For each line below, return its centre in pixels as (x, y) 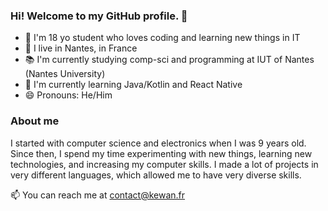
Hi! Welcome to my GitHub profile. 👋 (99, 16)
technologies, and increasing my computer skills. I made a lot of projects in (164, 164)
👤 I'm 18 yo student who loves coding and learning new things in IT (162, 38)
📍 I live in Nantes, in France (81, 48)
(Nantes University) (65, 74)
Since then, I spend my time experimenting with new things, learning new (161, 153)
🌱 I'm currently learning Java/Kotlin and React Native (133, 85)
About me (35, 121)
